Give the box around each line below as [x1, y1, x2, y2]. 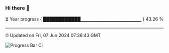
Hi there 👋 [5, 4, 30, 11]
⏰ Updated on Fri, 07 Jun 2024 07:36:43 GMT [5, 32, 101, 38]
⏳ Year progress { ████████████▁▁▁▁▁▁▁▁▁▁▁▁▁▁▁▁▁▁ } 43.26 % [5, 16, 164, 22]
